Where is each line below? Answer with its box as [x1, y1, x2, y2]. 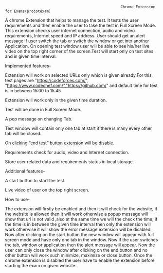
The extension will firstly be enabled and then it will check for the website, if [5, 206, 158, 211]
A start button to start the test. [5, 178, 66, 183]
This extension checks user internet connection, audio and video [5, 28, 135, 34]
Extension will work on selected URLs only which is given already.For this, [5, 72, 153, 78]
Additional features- [5, 168, 45, 174]
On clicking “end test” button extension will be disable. [5, 140, 114, 146]
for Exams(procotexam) [5, 9, 51, 14]
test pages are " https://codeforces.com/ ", [5, 78, 89, 83]
